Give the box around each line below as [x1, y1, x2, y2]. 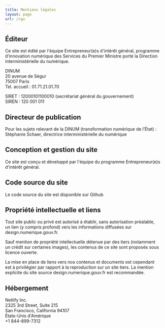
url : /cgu [5, 16, 26, 21]
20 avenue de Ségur [5, 73, 47, 79]
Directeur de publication [5, 113, 81, 121]
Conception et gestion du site [5, 145, 98, 154]
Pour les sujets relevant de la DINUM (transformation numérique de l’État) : [5, 126, 157, 132]
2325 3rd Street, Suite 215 [5, 302, 58, 308]
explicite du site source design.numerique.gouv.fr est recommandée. [5, 270, 145, 276]
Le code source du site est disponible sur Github [5, 191, 103, 197]
